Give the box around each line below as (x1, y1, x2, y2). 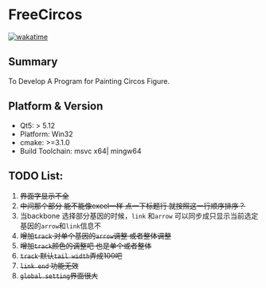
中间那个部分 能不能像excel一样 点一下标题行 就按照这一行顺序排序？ (19, 201, 246, 211)
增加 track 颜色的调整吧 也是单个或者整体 (19, 241, 152, 251)
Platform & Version (8, 100, 104, 113)
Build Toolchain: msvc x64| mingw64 (19, 146, 142, 156)
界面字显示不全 (19, 191, 69, 201)
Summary (8, 55, 58, 69)
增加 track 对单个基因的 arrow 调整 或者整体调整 (19, 231, 172, 241)
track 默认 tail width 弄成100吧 (19, 251, 123, 261)
